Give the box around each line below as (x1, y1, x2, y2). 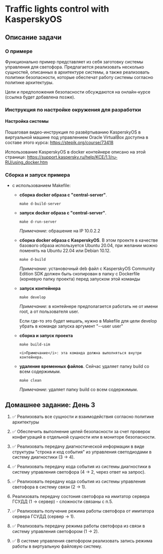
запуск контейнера (19, 286, 61, 291)
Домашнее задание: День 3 (5, 401, 95, 409)
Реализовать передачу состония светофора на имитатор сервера (12, 494, 150, 499)
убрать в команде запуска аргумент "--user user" (19, 323, 123, 329)
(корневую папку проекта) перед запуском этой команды (19, 276, 140, 282)
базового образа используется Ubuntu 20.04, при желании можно (19, 243, 158, 248)
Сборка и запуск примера (5, 172, 71, 178)
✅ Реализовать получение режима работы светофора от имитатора (12, 508, 154, 514)
